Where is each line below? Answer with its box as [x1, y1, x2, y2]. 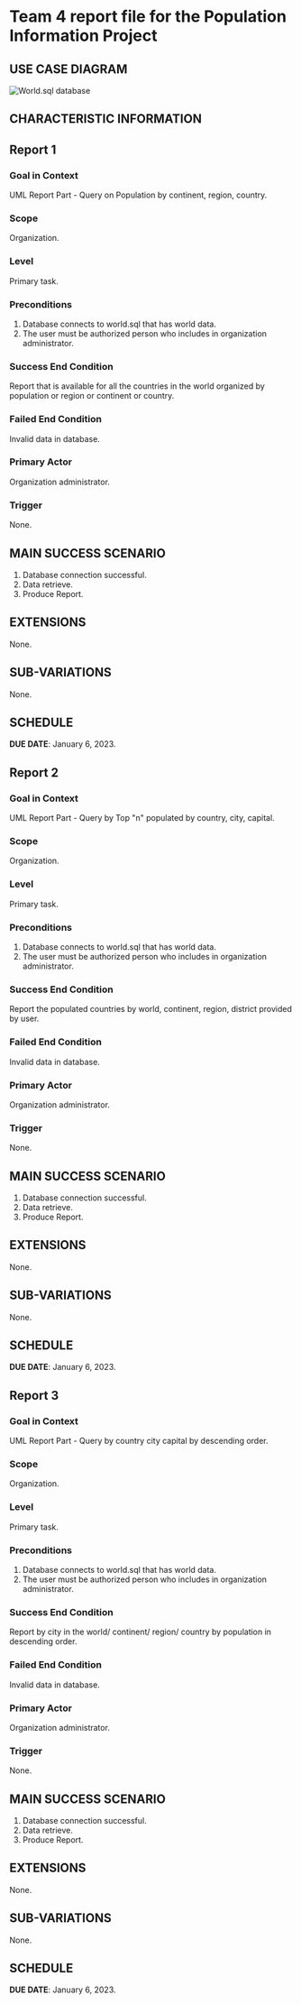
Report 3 [9, 1387, 59, 1403]
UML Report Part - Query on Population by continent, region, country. [9, 189, 268, 200]
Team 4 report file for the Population [9, 6, 287, 27]
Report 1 [9, 142, 57, 157]
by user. [9, 1013, 40, 1025]
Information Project [9, 25, 158, 46]
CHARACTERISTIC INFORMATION [9, 111, 203, 127]
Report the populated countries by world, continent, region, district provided [9, 1004, 293, 1015]
